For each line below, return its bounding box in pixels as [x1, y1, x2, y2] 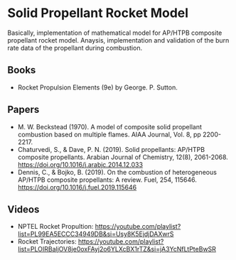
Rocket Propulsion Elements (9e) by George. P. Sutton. [17, 83, 178, 92]
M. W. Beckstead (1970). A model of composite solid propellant [17, 122, 203, 131]
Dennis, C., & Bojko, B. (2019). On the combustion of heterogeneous [17, 168, 217, 176]
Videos [7, 203, 40, 215]
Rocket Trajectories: [17, 237, 77, 246]
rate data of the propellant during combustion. [7, 43, 143, 52]
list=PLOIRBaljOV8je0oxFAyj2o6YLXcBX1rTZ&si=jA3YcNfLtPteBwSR [17, 245, 217, 254]
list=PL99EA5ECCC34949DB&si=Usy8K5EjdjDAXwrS [17, 229, 174, 239]
